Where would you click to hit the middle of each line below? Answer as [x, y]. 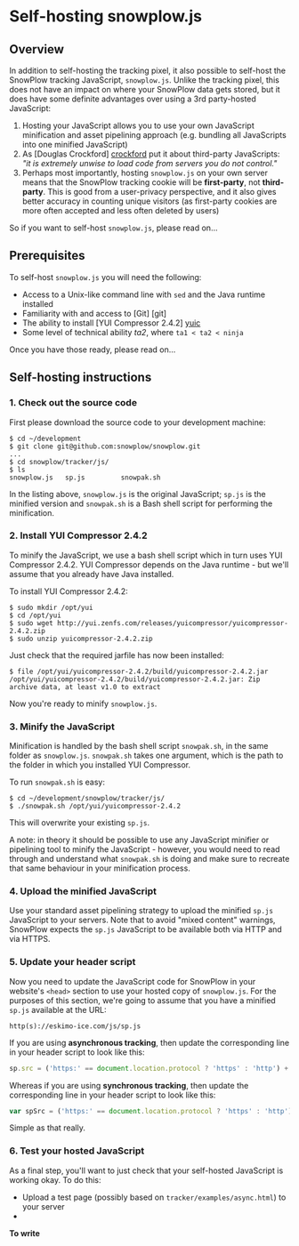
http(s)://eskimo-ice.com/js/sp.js [75, 1026]
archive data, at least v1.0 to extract [85, 687]
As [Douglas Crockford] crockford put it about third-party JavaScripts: [151, 154]
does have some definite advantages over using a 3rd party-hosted [133, 99]
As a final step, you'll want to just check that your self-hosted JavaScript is [146, 1170]
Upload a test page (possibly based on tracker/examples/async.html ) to [154, 1197]
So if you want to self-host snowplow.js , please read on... [113, 228]
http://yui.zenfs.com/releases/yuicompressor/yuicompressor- [173, 623]
